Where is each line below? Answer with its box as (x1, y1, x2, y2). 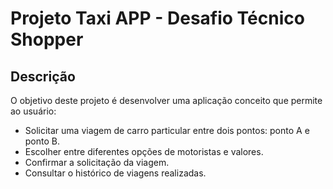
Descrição (10, 68, 76, 85)
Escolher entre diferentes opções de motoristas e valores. (24, 146, 264, 157)
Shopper (10, 28, 84, 51)
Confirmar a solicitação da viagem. (24, 157, 170, 168)
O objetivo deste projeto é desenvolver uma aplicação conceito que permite (10, 95, 323, 106)
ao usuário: (10, 105, 57, 117)
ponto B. (24, 135, 61, 147)
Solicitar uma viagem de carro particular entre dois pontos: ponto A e (24, 125, 310, 136)
